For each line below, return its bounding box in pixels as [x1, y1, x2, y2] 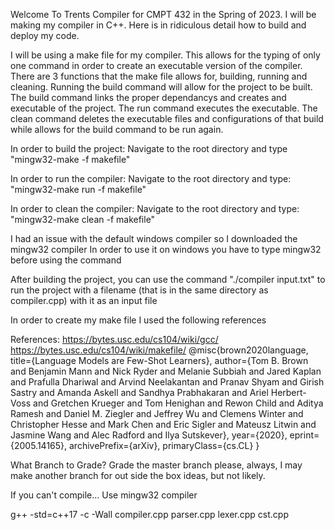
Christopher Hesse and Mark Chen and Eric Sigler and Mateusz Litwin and [10, 419, 317, 430]
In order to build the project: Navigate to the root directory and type [10, 143, 288, 154]
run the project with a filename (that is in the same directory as [10, 284, 269, 296]
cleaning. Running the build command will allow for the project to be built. [10, 81, 313, 93]
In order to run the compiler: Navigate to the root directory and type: [10, 173, 292, 184]
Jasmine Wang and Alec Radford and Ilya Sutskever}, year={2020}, [10, 429, 288, 441]
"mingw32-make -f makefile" [10, 154, 131, 165]
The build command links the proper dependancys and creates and [10, 92, 287, 103]
